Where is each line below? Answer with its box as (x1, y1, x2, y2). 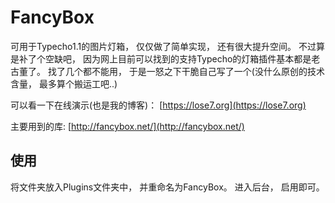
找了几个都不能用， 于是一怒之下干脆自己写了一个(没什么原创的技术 (47, 65, 325, 77)
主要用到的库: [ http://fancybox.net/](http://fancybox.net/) (10, 120, 245, 132)
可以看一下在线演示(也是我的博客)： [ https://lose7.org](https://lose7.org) (10, 99, 307, 111)
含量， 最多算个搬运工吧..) (10, 77, 118, 90)
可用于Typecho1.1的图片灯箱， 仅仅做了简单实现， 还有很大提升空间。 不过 (10, 40, 317, 52)
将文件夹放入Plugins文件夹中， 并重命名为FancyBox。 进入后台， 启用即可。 (10, 181, 325, 193)
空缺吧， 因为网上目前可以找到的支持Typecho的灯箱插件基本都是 (44, 52, 312, 65)
